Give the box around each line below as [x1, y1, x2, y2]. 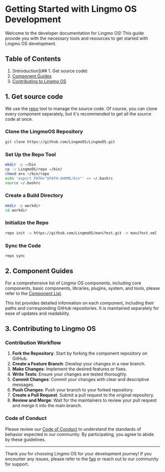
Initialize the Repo [5, 220, 49, 226]
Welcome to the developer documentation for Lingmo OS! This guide [5, 30, 144, 36]
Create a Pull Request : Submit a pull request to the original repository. [12, 392, 155, 398]
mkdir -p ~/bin [5, 162, 36, 167]
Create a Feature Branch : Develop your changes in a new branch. [12, 361, 146, 367]
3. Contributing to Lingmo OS [5, 325, 96, 333]
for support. [5, 461, 29, 467]
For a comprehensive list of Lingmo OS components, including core [5, 280, 141, 286]
